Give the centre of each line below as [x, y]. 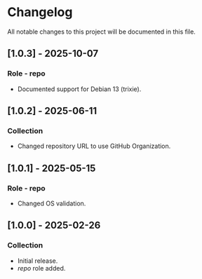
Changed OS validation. [52, 203]
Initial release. [38, 261]
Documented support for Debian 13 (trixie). [79, 89]
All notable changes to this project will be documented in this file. [102, 32]
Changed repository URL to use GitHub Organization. [94, 146]
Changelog [40, 12]
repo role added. [41, 268]
